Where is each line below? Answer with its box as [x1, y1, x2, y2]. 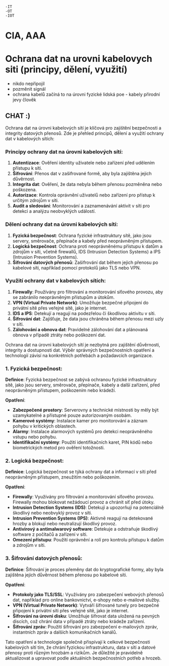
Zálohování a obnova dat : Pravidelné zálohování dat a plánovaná [12, 326, 148, 332]
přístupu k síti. [12, 165, 42, 171]
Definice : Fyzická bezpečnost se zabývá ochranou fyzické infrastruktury [5, 377, 157, 383]
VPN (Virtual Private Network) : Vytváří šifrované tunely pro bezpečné [12, 602, 159, 608]
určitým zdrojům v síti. [12, 198, 59, 204]
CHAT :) [5, 111, 30, 120]
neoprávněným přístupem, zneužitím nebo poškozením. [5, 474, 121, 480]
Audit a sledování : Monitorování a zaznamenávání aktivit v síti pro [12, 203, 150, 209]
